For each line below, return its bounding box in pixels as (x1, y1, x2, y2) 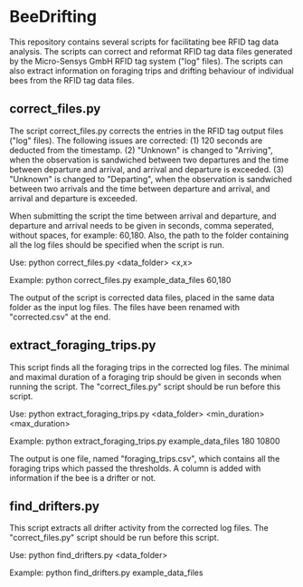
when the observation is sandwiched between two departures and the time (9, 154, 289, 165)
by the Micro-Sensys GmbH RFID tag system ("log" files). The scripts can (9, 55, 283, 66)
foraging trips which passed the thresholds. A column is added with (9, 463, 261, 474)
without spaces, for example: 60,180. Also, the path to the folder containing (9, 230, 289, 240)
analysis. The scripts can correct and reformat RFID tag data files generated (9, 45, 293, 56)
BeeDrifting (9, 6, 98, 27)
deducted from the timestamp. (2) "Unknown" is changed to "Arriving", (9, 144, 273, 155)
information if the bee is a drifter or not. (9, 472, 156, 483)
